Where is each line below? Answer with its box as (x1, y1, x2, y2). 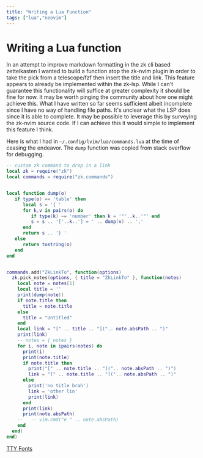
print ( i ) (22, 349, 45, 355)
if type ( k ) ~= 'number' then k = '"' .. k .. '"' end (31, 213, 160, 219)
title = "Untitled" (22, 314, 72, 321)
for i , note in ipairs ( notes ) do (17, 343, 103, 349)
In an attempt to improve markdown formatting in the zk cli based (6, 61, 171, 68)
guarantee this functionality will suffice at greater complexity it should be (6, 87, 190, 95)
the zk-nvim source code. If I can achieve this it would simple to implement (6, 120, 195, 127)
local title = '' (17, 286, 62, 293)
